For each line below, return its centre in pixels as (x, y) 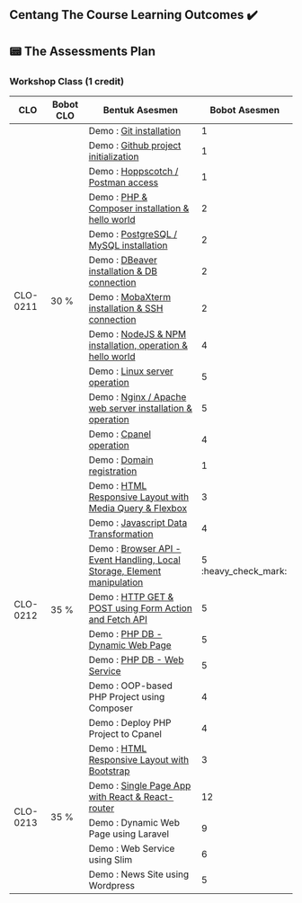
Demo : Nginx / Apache (138, 396)
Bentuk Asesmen (140, 111)
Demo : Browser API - (135, 548)
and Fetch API (118, 619)
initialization (114, 156)
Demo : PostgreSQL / (133, 234)
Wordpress (112, 885)
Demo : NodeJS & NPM (138, 333)
